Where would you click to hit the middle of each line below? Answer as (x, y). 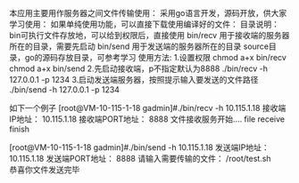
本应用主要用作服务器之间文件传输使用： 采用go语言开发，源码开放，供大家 (148, 13)
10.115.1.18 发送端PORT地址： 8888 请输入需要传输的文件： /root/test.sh (140, 159)
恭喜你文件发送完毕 (45, 170)
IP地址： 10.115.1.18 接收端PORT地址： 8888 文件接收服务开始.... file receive (147, 119)
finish (19, 129)
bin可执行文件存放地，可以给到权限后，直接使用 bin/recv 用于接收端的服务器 (149, 35)
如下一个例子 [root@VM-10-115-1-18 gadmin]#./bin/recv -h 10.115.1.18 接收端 (148, 108)
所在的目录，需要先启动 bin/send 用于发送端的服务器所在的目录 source (139, 46)
